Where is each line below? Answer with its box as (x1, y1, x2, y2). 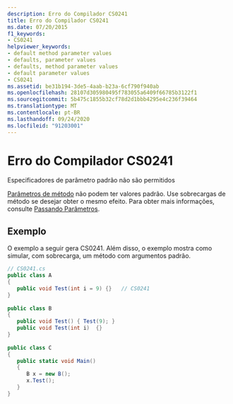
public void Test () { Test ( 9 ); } (16, 318, 115, 325)
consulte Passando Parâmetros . (7, 204, 100, 213)
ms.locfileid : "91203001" (7, 122, 83, 129)
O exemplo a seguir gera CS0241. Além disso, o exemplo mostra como (7, 244, 213, 253)
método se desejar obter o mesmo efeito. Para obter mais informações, (7, 197, 215, 206)
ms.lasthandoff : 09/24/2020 (7, 115, 90, 122)
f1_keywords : (7, 30, 46, 37)
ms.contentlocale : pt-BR (7, 109, 80, 116)
